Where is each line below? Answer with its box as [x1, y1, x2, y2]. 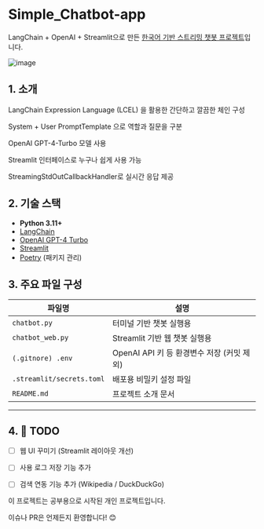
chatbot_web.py [12, 334, 69, 342]
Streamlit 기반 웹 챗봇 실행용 [112, 333, 212, 344]
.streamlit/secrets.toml [12, 374, 105, 384]
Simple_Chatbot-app [8, 5, 146, 24]
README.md [12, 389, 49, 398]
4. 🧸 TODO [8, 424, 60, 437]
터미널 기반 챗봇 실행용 [112, 318, 192, 329]
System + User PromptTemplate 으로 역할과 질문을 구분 [8, 122, 183, 131]
